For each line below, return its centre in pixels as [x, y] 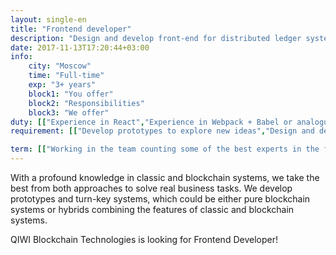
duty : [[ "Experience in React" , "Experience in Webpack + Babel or [151, 122]
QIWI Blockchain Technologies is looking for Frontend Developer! [144, 239]
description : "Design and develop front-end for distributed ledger [156, 38]
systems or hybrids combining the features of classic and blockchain [152, 209]
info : [21, 57]
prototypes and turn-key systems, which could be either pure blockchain [160, 199]
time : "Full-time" [66, 76]
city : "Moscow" [60, 66]
